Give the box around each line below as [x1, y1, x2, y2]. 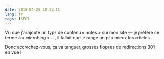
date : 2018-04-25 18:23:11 [5, 7, 60, 12]
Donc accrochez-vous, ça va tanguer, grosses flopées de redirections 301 [5, 44, 155, 50]
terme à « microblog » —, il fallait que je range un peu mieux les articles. [5, 35, 151, 40]
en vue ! [5, 49, 22, 55]
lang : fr [5, 12, 23, 17]
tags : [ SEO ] [5, 16, 29, 21]
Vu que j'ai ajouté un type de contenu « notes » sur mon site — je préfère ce [5, 30, 160, 36]
